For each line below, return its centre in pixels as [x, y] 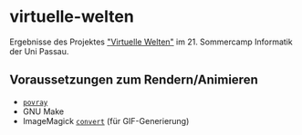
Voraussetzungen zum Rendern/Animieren [134, 80]
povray [35, 102]
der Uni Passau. [39, 51]
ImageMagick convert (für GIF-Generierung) [106, 121]
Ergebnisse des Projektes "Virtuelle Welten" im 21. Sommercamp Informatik [151, 42]
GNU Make [43, 111]
